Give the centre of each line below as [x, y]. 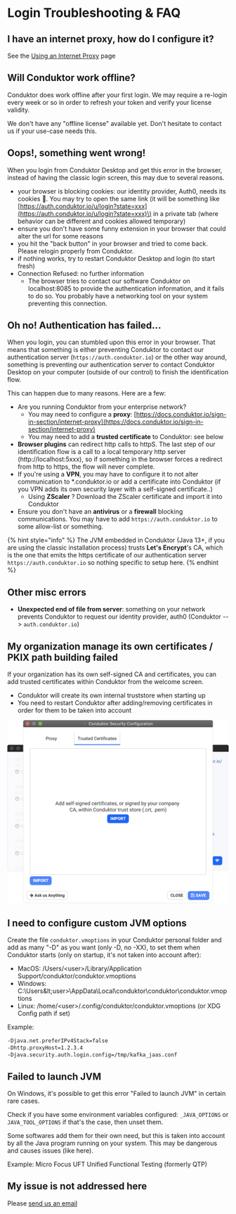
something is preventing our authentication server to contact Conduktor [111, 365]
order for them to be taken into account [74, 710]
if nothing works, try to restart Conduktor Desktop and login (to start [116, 258]
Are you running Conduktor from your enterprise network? [102, 407]
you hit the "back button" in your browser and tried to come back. [113, 244]
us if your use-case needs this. [52, 131]
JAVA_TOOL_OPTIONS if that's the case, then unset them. [85, 1122]
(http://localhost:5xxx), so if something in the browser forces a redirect [120, 460]
